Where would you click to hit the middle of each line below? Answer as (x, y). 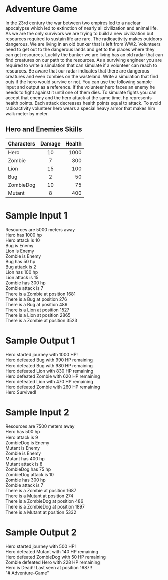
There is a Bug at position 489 (36, 304)
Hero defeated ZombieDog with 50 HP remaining (56, 557)
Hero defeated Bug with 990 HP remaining (49, 360)
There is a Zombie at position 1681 (41, 294)
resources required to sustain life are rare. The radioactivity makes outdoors (84, 39)
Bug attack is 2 (21, 267)
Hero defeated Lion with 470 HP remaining (49, 381)
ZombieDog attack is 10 (30, 474)
